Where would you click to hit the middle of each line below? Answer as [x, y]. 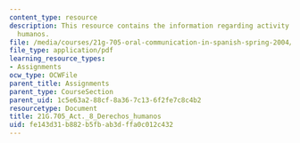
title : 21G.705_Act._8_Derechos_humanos [86, 116]
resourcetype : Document [54, 108]
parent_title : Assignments [59, 83]
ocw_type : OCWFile [43, 75]
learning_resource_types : [57, 59]
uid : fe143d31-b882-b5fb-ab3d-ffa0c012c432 [92, 125]
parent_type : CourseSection [62, 91]
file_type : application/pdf [62, 51]
